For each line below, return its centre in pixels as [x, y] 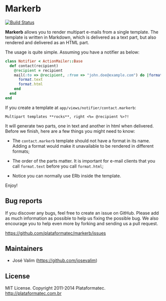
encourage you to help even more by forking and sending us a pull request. [82, 223]
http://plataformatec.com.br [33, 294]
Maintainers [24, 249]
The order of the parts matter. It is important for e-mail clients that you [84, 161]
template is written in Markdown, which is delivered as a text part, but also [81, 37]
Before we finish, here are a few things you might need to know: [70, 131]
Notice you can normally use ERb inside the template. [67, 176]
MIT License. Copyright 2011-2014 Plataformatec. [55, 288]
